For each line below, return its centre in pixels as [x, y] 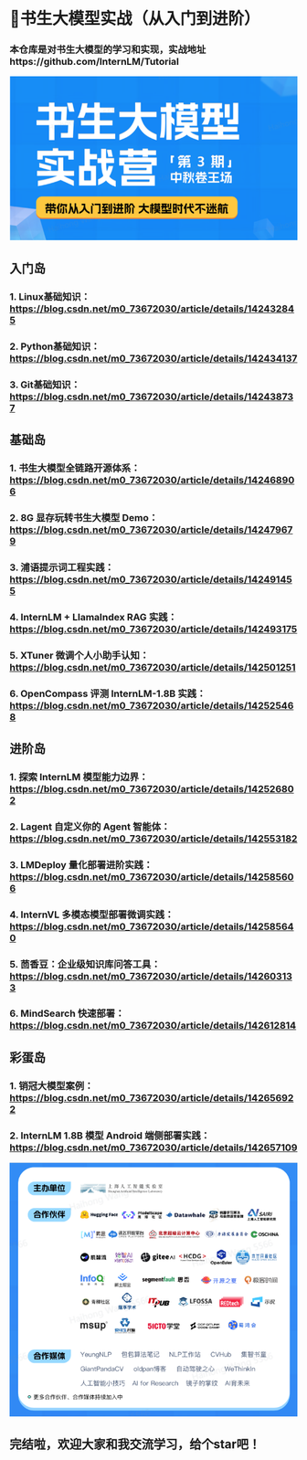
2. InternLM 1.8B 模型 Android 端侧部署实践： [110, 1136]
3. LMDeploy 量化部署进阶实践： [81, 864]
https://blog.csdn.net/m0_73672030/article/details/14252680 [152, 788]
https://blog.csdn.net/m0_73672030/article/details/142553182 [153, 839]
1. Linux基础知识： [50, 296]
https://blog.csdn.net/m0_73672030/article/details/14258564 [152, 926]
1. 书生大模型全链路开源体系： [75, 468]
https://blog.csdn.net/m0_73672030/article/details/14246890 [152, 480]
